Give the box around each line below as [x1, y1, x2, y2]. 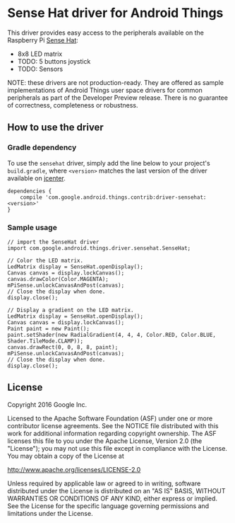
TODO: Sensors [17, 64, 64, 73]
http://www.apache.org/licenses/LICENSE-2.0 [7, 465, 141, 473]
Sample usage [7, 222, 58, 232]
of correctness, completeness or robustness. [7, 100, 138, 109]
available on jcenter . [7, 173, 66, 182]
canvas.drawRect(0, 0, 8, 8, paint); [7, 343, 119, 351]
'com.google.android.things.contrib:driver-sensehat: [44, 193, 207, 201]
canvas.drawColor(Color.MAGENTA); [7, 275, 109, 282]
